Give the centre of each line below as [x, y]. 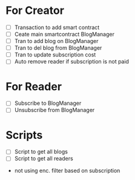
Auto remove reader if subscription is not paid [72, 62]
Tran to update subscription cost [55, 55]
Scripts [24, 135]
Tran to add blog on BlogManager [56, 41]
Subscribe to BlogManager [48, 103]
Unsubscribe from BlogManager [54, 110]
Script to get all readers [44, 159]
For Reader [34, 86]
